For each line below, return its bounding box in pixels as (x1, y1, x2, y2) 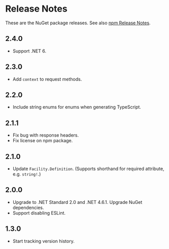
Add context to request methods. (12, 76, 82, 82)
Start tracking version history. (12, 238, 75, 244)
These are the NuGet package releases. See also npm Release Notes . (5, 20, 151, 26)
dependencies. (12, 204, 44, 211)
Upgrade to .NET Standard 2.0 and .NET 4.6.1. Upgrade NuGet (12, 199, 143, 205)
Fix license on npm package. (12, 138, 73, 144)
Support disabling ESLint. (12, 210, 66, 216)
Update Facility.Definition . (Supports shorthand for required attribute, (12, 165, 164, 172)
